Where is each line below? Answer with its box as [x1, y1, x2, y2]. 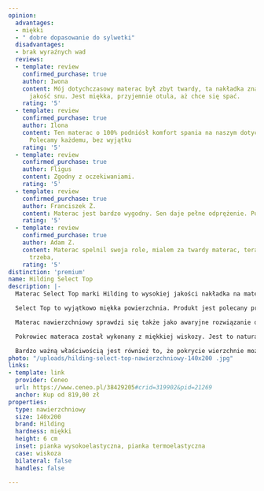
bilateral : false [15, 456, 72, 465]
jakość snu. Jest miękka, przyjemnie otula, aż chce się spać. [28, 92, 241, 100]
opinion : [8, 11, 37, 20]
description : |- [8, 283, 61, 291]
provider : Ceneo [15, 376, 68, 385]
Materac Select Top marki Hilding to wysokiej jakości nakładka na [15, 290, 241, 298]
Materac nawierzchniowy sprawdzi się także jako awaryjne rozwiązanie [15, 318, 251, 326]
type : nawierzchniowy [15, 405, 86, 414]
